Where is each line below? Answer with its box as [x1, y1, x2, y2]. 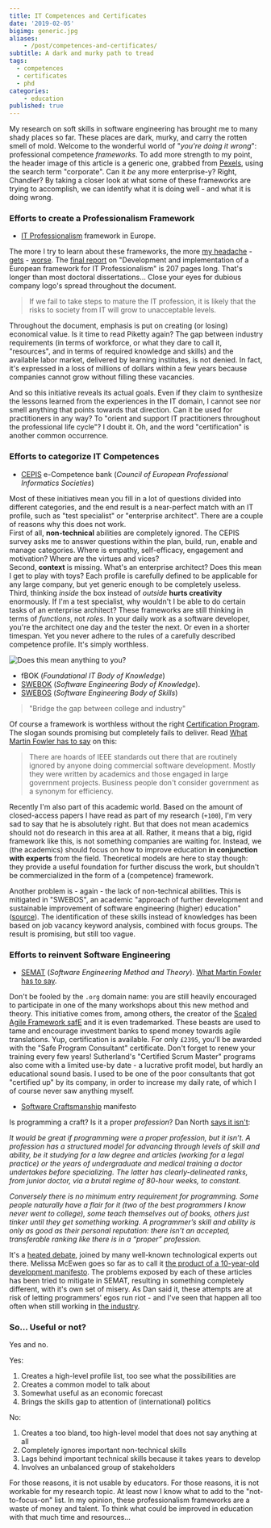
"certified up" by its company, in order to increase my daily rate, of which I [9, 1078, 256, 1087]
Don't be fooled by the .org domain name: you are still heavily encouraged [9, 992, 257, 1002]
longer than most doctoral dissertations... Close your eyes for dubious [9, 272, 241, 283]
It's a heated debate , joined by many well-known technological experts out [9, 1250, 257, 1260]
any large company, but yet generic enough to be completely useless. [9, 579, 241, 589]
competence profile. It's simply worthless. [9, 639, 148, 649]
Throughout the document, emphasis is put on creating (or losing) [9, 320, 228, 331]
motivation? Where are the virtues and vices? [9, 554, 160, 563]
